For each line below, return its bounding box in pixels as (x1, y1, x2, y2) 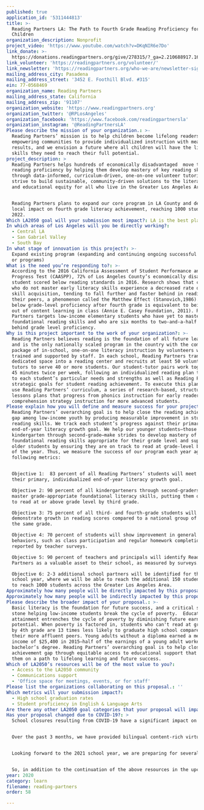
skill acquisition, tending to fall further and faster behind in (12, 290, 183, 297)
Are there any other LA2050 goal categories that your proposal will (6, 706, 186, 713)
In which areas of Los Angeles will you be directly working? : (6, 223, 170, 229)
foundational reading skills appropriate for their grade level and (12, 438, 189, 444)
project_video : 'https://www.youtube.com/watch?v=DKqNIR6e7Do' (6, 43, 170, 49)
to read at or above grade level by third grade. (12, 499, 140, 505)
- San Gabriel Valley (12, 235, 67, 241)
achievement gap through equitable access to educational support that (12, 650, 197, 656)
